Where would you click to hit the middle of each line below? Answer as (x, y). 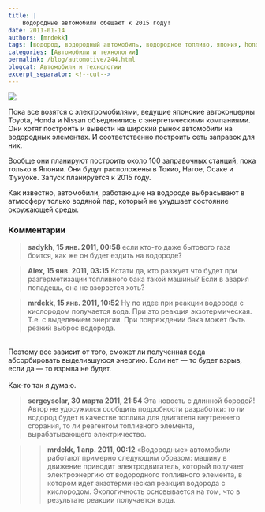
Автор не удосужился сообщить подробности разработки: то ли (136, 408)
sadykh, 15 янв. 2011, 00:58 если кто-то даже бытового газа (129, 247)
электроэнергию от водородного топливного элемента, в (145, 474)
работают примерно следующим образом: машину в (137, 457)
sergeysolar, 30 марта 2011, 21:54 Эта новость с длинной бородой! (141, 401)
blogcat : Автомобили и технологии (65, 67)
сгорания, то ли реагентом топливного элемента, (111, 425)
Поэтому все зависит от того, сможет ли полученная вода (107, 352)
